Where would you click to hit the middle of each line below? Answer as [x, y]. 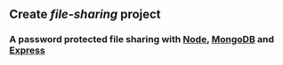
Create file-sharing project [85, 14]
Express [28, 50]
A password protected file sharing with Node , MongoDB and [141, 40]
